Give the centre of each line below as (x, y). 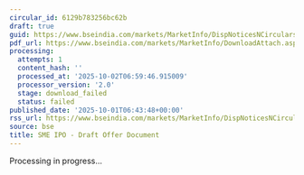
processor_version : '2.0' (66, 85)
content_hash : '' (50, 69)
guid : (19, 34)
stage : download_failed (62, 93)
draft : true (32, 26)
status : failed (46, 101)
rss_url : (26, 118)
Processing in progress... (56, 161)
